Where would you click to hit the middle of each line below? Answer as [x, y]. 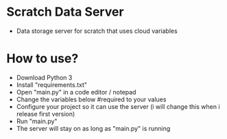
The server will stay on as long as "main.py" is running [93, 128]
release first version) [46, 114]
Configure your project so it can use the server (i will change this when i [118, 106]
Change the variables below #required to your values [91, 99]
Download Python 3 [44, 77]
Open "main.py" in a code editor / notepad [76, 92]
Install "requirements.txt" [51, 85]
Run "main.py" [37, 121]
